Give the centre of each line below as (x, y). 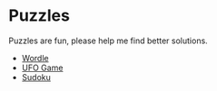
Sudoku (36, 77)
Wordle (35, 58)
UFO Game (42, 68)
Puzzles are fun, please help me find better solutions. (108, 41)
